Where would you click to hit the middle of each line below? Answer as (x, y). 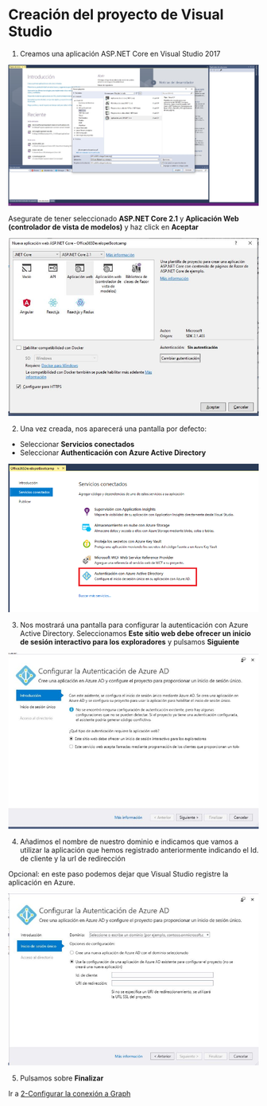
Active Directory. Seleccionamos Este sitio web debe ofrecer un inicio (135, 633)
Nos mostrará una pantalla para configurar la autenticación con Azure (134, 625)
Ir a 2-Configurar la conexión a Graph (70, 1094)
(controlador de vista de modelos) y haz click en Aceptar (103, 227)
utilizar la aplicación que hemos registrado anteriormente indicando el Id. (139, 850)
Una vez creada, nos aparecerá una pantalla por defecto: (113, 429)
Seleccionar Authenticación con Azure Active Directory (113, 453)
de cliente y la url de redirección (72, 859)
